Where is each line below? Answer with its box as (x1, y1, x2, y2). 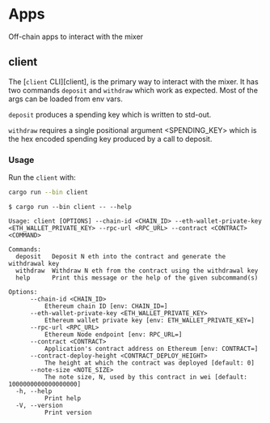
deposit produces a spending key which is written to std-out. (8, 109, 212, 119)
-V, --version (15, 401, 63, 409)
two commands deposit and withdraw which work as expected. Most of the (8, 85, 259, 95)
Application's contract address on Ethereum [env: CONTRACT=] (44, 344, 259, 352)
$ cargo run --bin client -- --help (8, 203, 132, 211)
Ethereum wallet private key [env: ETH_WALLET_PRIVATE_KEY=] (44, 316, 255, 324)
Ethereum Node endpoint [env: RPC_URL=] (44, 330, 183, 339)
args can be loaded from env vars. (8, 94, 123, 104)
